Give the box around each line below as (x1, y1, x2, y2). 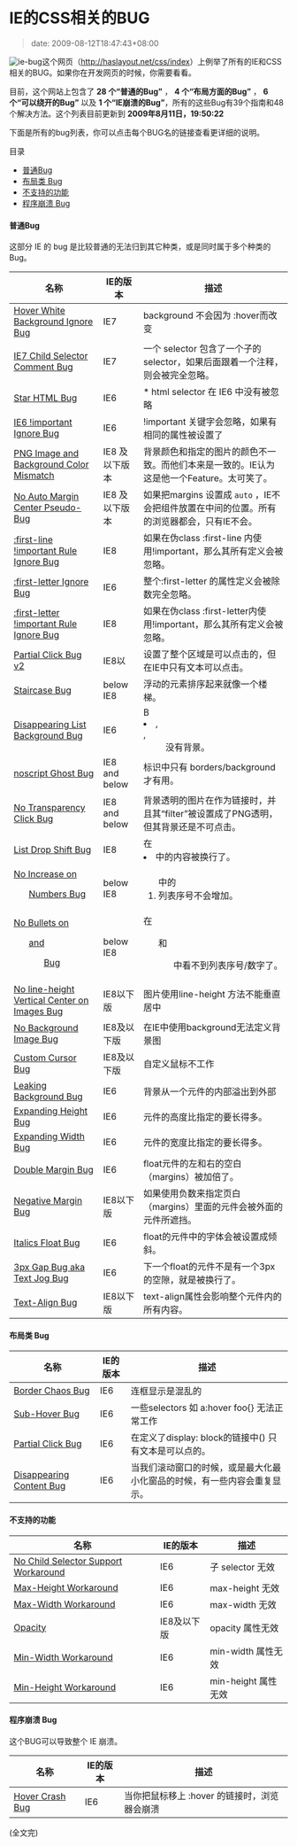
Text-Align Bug (13, 1297, 78, 1309)
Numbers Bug (28, 888, 87, 900)
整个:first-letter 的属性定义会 (142, 575, 263, 587)
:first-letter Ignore (13, 576, 89, 588)
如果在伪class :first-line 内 (142, 532, 254, 545)
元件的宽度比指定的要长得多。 (142, 1136, 268, 1149)
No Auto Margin (13, 491, 80, 503)
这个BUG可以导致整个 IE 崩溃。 (9, 1735, 123, 1746)
